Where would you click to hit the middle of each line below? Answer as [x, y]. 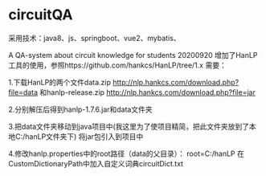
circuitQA [41, 15]
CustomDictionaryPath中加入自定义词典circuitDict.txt [96, 163]
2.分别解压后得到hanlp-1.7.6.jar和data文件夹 [80, 109]
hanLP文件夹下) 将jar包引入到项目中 [84, 136]
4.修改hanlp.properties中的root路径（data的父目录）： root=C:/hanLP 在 [127, 153]
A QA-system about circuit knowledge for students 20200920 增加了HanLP [133, 55]
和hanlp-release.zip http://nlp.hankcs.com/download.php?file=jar [147, 92]
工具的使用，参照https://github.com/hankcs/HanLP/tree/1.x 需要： [117, 65]
